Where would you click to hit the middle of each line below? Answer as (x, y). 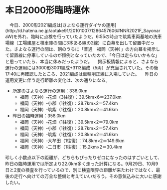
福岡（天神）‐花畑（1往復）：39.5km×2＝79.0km (69, 122)
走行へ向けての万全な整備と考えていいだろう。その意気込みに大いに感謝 (88, 176)
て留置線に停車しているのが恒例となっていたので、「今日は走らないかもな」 (82, 55)
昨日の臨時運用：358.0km (39, 116)
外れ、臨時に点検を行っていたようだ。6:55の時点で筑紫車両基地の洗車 (90, 36)
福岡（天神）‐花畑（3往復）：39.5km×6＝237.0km (71, 97)
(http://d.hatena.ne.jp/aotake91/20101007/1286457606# (63, 30)
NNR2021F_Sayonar (140, 30)
